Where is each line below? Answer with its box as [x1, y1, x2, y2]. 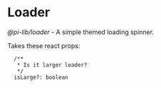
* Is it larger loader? [16, 61, 88, 68]
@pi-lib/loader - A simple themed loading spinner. [7, 28, 155, 36]
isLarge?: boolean [14, 74, 69, 81]
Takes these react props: [7, 41, 80, 50]
